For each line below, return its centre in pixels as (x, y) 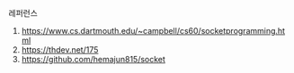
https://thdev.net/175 (60, 50)
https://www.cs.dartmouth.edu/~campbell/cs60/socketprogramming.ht (153, 31)
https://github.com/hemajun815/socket (93, 59)
